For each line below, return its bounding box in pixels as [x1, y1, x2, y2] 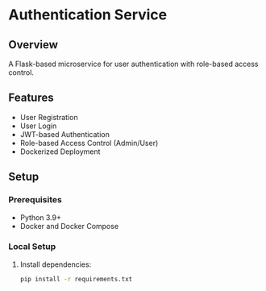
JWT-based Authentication [19, 129, 110, 139]
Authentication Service [8, 6, 168, 24]
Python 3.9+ [19, 212, 62, 222]
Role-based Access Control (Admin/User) [19, 138, 159, 148]
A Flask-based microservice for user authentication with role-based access [8, 59, 259, 69]
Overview [8, 38, 59, 52]
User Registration [19, 112, 78, 122]
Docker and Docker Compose [19, 221, 119, 231]
